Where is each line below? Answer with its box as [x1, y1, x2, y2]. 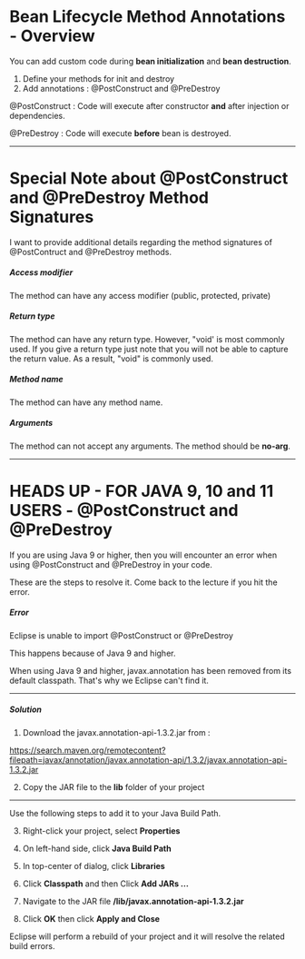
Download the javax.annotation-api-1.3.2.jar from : [22, 727, 211, 737]
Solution [9, 704, 43, 715]
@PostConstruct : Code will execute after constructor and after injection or [9, 100, 290, 111]
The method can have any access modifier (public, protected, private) [9, 290, 271, 301]
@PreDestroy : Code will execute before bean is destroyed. [9, 127, 231, 138]
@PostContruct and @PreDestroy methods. [9, 246, 172, 257]
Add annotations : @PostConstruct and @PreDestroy [22, 83, 221, 94]
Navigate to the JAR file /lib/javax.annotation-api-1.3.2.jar [22, 895, 244, 906]
